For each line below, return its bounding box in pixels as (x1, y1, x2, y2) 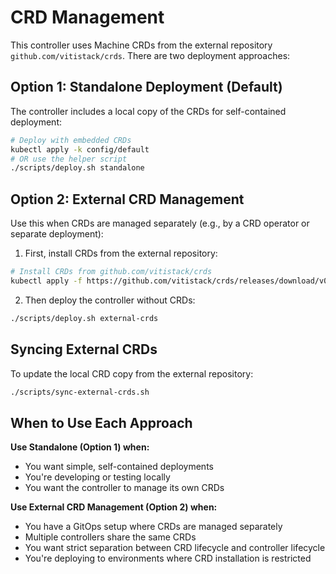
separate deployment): (10, 228, 104, 240)
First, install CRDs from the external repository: (24, 247, 218, 260)
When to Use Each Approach (10, 414, 193, 431)
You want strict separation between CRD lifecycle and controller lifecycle (24, 542, 326, 554)
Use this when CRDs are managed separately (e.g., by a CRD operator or (10, 217, 310, 230)
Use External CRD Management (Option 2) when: (10, 501, 218, 513)
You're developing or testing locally (24, 471, 171, 483)
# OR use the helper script (10, 154, 128, 164)
